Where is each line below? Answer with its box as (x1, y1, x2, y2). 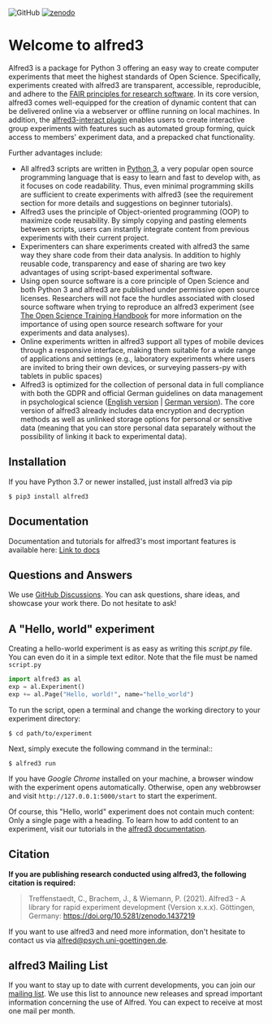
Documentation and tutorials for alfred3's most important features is (8, 536, 237, 546)
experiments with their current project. (19, 233, 149, 242)
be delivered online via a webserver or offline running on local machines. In (8, 106, 260, 115)
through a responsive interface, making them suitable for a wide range (19, 345, 256, 355)
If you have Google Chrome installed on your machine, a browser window (8, 773, 254, 783)
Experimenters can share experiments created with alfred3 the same (19, 241, 250, 251)
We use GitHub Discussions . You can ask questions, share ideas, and (8, 590, 240, 599)
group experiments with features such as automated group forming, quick (8, 123, 256, 133)
